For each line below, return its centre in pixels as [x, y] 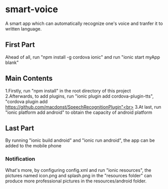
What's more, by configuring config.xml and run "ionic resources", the [78, 170]
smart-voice [32, 9]
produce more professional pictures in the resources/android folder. [76, 181]
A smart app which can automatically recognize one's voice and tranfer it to [84, 23]
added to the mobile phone [33, 146]
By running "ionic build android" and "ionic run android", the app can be [80, 140]
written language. [24, 28]
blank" [12, 62]
